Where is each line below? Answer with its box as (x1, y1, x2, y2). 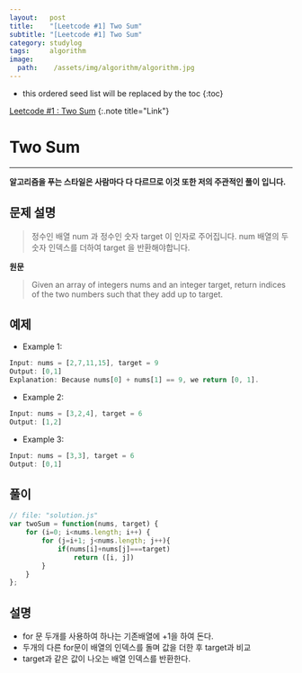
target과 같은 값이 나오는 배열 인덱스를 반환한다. (22, 653, 191, 664)
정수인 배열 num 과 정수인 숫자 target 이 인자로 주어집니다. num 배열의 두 (31, 230, 289, 241)
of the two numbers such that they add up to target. (31, 289, 223, 300)
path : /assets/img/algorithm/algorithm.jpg (17, 64, 195, 73)
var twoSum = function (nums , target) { (9, 519, 159, 529)
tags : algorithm (9, 47, 87, 56)
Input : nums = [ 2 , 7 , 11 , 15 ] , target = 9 (9, 359, 159, 368)
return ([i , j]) (73, 552, 135, 562)
